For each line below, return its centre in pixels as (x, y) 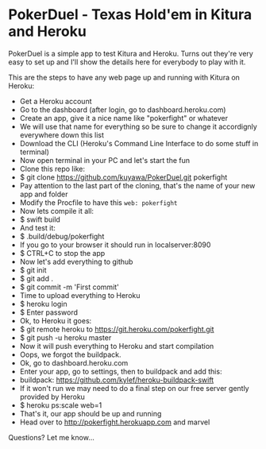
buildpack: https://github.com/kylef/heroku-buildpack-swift (117, 380)
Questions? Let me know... (52, 437)
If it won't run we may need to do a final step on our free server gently (134, 388)
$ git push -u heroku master (66, 337)
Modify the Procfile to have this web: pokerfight (98, 202)
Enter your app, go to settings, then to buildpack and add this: (121, 371)
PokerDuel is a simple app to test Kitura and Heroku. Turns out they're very (131, 53)
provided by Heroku (52, 397)
